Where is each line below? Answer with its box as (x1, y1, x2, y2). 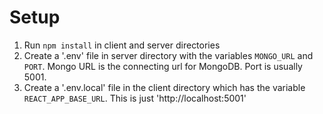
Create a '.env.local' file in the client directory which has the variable (23, 81, 306, 93)
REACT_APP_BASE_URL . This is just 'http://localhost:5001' (23, 92, 247, 104)
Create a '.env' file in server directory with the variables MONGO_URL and (23, 49, 314, 61)
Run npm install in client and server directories (23, 39, 221, 51)
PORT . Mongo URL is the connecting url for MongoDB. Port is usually (23, 60, 303, 72)
